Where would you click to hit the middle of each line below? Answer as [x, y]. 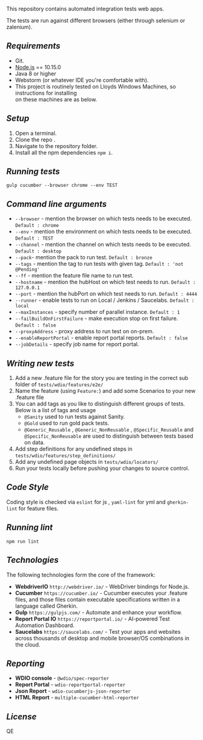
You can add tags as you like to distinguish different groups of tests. [100, 404]
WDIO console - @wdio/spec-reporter [62, 678]
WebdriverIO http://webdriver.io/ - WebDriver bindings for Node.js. [102, 586]
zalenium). [19, 27]
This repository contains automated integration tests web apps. [85, 9]
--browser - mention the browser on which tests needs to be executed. [103, 219]
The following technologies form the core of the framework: [81, 575]
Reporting [25, 663]
